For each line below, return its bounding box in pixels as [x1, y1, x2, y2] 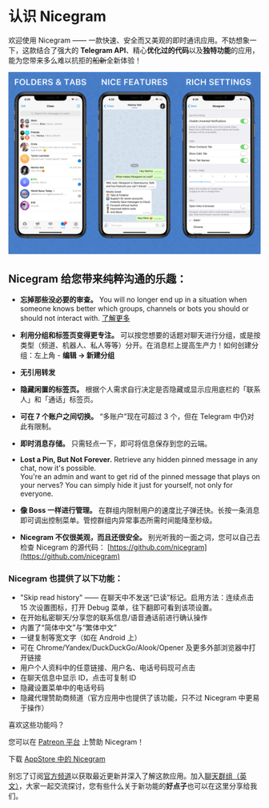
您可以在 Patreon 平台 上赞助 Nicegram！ [8, 737, 145, 747]
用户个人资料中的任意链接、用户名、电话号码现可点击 [19, 663, 196, 672]
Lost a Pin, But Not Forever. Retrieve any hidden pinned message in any [19, 454, 259, 464]
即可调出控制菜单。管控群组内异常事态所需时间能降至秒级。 [19, 515, 217, 525]
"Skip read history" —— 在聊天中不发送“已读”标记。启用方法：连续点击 [19, 593, 255, 603]
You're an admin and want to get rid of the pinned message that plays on [19, 471, 260, 481]
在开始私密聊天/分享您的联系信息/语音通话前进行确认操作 [19, 613, 208, 623]
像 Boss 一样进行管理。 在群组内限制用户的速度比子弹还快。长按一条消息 [19, 505, 260, 514]
